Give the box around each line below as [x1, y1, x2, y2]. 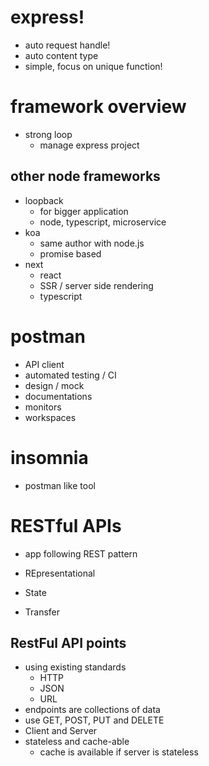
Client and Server [24, 725, 98, 737]
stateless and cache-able [24, 736, 130, 748]
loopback [24, 194, 64, 206]
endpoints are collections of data [24, 704, 161, 716]
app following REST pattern [24, 547, 138, 560]
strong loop [24, 128, 73, 140]
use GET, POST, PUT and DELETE [24, 714, 165, 726]
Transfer [24, 606, 61, 618]
